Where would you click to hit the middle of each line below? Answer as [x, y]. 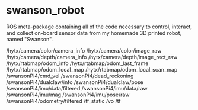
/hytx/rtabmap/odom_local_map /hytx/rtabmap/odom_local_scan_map [92, 69]
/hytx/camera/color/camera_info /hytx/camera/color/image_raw [84, 50]
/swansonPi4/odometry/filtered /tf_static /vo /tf [63, 101]
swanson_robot [45, 10]
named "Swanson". [30, 39]
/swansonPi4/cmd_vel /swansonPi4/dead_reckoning [70, 76]
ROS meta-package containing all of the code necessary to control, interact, [99, 27]
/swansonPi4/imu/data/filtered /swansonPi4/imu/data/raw [77, 88]
